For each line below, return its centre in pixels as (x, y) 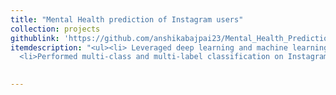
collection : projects (55, 29)
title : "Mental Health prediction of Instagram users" (127, 19)
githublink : (35, 38)
